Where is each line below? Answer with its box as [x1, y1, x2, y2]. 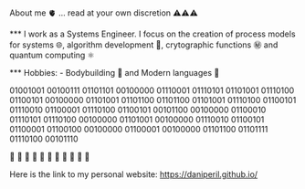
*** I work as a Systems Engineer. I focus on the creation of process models [9, 28, 296, 39]
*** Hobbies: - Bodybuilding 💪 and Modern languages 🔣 [9, 68, 220, 78]
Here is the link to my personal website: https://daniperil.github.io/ [9, 169, 258, 180]
